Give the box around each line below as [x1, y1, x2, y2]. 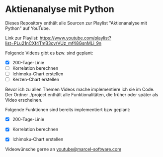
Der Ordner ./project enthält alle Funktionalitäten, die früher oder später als [5, 92, 159, 98]
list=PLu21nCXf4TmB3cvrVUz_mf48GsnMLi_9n [5, 40, 102, 46]
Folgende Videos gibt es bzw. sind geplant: [5, 50, 93, 56]
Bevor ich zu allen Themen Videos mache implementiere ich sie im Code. [5, 86, 155, 93]
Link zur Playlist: [5, 35, 39, 41]
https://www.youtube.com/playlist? [39, 35, 112, 41]
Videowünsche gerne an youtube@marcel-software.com [5, 146, 122, 153]
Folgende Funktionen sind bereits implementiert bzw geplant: [5, 107, 131, 113]
